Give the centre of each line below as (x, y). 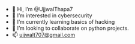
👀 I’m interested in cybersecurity (52, 15)
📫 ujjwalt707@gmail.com (43, 35)
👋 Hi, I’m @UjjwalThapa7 (42, 9)
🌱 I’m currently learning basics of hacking (63, 22)
